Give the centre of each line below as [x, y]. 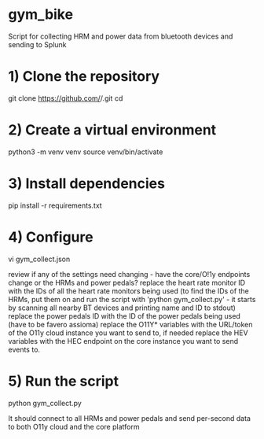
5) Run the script [64, 381]
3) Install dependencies [86, 183]
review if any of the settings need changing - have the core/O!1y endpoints [129, 274]
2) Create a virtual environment [112, 130]
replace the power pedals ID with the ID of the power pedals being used [125, 315]
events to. [24, 349]
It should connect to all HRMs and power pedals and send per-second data [130, 418]
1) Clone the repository [84, 77]
